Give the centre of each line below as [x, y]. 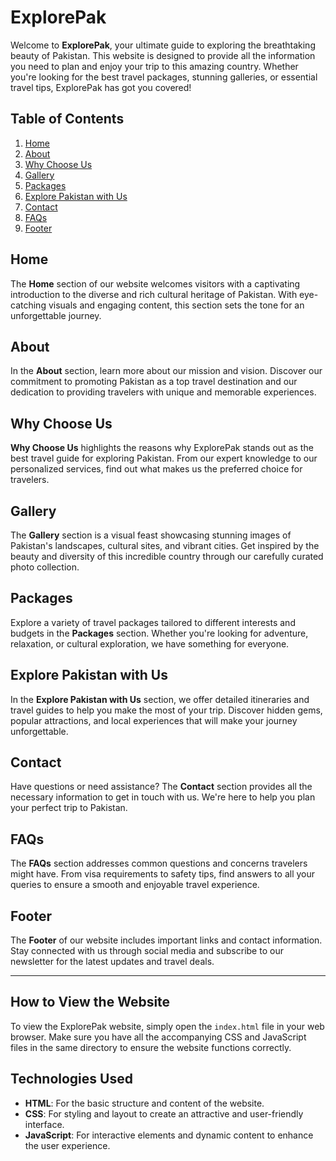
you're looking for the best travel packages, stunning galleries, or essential [164, 77]
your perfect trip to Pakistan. [69, 808]
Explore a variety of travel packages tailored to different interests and [153, 622]
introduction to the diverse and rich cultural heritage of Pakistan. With [154, 294]
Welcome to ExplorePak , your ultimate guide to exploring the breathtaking [163, 45]
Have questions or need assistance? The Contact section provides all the [161, 787]
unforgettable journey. [56, 315]
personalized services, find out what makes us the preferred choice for [156, 469]
